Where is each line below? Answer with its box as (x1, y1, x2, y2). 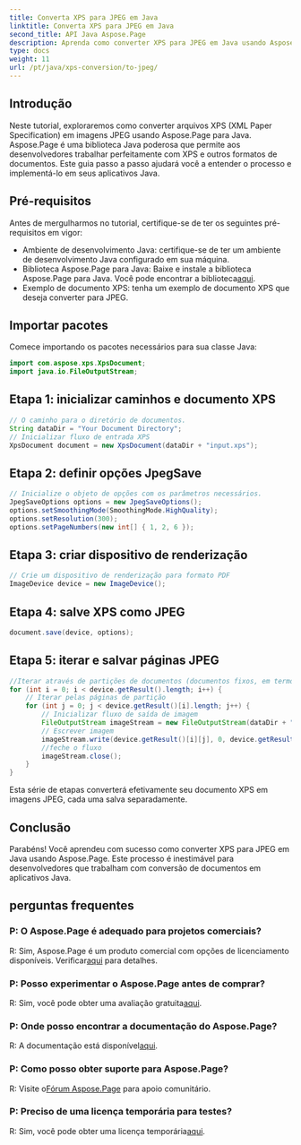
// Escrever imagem (41, 727, 115, 736)
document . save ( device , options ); (9, 628, 134, 637)
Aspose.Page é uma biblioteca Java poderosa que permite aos (9, 139, 241, 150)
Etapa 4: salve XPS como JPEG (9, 604, 185, 619)
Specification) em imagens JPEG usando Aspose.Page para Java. (9, 129, 253, 140)
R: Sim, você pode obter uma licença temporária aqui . (9, 1125, 206, 1136)
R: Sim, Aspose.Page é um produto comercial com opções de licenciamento (9, 945, 289, 956)
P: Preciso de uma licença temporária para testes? (9, 1106, 233, 1118)
